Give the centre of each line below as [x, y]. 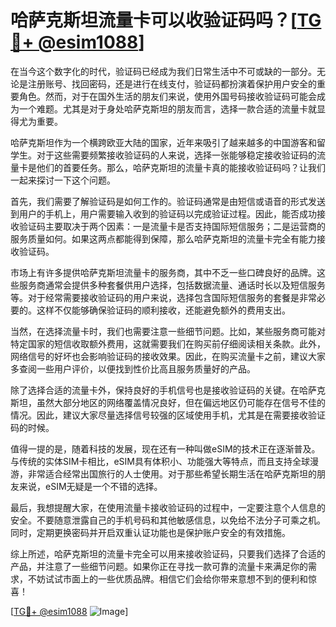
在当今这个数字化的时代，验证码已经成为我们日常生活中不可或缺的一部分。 [163, 71]
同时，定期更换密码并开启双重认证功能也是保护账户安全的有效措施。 [150, 532]
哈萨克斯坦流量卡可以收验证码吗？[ [154, 20]
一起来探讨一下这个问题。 [63, 180]
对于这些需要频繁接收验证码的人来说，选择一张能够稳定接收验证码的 [176, 155]
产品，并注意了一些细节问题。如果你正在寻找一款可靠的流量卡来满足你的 [159, 566]
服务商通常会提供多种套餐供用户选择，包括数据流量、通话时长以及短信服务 [172, 285]
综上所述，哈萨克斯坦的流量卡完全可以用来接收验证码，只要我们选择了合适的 [168, 553]
